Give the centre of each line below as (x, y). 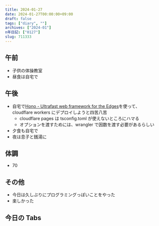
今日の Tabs (23, 218)
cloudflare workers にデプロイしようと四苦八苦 (60, 112)
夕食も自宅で (25, 130)
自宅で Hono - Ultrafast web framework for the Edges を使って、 (76, 106)
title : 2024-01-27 (24, 10)
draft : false (18, 19)
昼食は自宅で (25, 77)
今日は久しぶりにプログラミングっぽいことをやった (64, 195)
